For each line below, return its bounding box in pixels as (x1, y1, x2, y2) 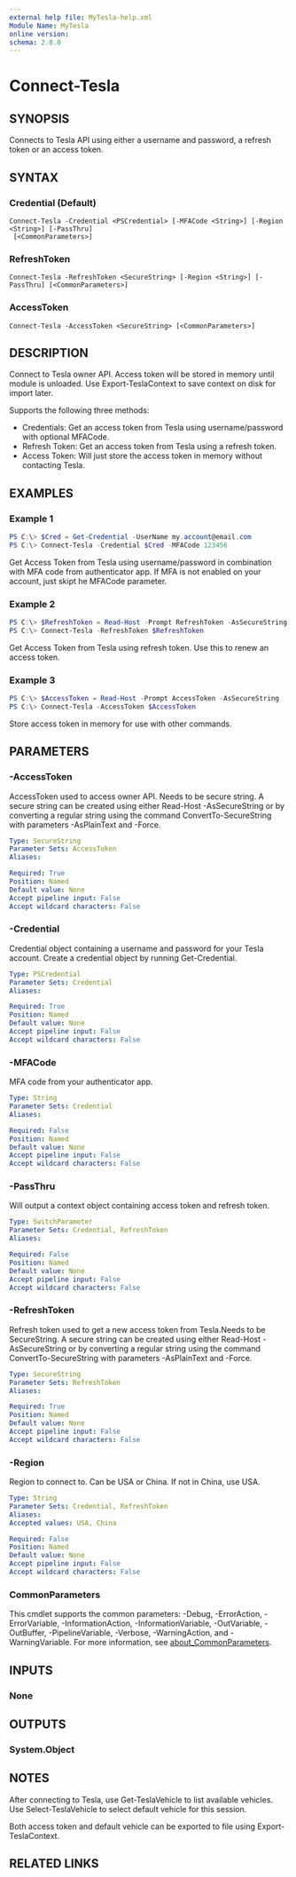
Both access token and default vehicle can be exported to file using (9, 1821, 255, 1832)
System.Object (9, 1743, 75, 1755)
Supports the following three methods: (9, 405, 150, 416)
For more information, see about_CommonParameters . (74, 1637, 272, 1648)
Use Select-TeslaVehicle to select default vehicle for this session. (9, 1803, 247, 1814)
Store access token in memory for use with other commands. (9, 718, 232, 729)
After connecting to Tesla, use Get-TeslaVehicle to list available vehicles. (9, 1794, 273, 1805)
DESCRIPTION (9, 345, 89, 360)
